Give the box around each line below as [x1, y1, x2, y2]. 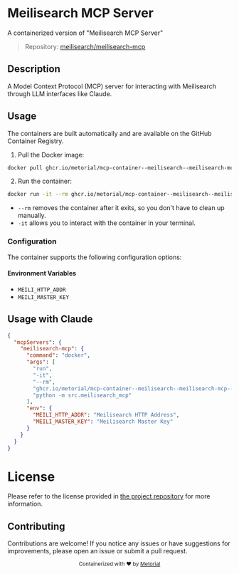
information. [7, 500, 43, 508]
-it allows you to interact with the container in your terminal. [17, 219, 196, 227]
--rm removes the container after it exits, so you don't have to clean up [17, 204, 225, 212]
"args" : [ [26, 358, 55, 366]
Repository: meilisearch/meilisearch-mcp [24, 42, 146, 51]
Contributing [7, 520, 65, 532]
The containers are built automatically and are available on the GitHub [7, 129, 212, 137]
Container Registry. [7, 137, 64, 145]
